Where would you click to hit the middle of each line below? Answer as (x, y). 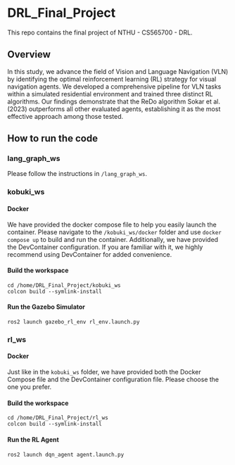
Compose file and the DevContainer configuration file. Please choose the (113, 380)
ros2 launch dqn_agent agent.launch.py (66, 454)
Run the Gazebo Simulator (46, 307)
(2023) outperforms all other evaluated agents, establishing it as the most (114, 109)
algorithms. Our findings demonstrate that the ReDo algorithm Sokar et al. (114, 101)
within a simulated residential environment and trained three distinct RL (110, 94)
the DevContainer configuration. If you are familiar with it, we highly (105, 247)
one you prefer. (30, 387)
